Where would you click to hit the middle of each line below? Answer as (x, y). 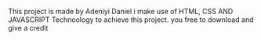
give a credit (28, 28)
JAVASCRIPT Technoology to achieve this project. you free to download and (131, 20)
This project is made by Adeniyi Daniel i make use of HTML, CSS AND (121, 11)
